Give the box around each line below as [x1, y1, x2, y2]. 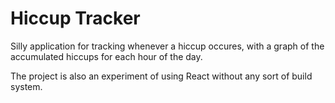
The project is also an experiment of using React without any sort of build [10, 70, 313, 82]
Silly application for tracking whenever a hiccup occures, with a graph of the [10, 40, 325, 52]
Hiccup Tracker [10, 7, 141, 30]
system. [10, 80, 43, 92]
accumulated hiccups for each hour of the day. [10, 50, 203, 62]
